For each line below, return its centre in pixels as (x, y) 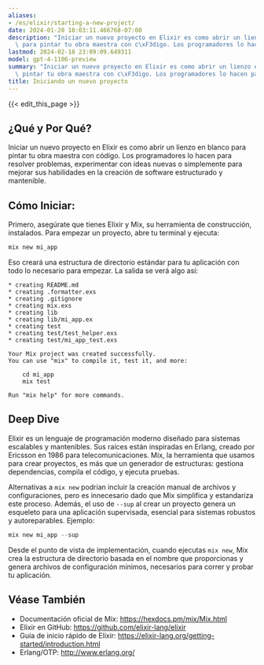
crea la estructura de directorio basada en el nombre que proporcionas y (126, 558)
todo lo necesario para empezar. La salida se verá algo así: (103, 271)
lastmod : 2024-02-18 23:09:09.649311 (70, 52)
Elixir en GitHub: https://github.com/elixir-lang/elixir (103, 627)
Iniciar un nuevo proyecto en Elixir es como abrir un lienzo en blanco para (127, 147)
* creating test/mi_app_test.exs (63, 340)
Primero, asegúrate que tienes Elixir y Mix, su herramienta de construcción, (130, 224)
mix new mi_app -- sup (44, 535)
